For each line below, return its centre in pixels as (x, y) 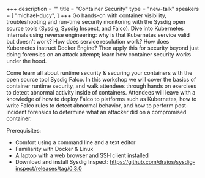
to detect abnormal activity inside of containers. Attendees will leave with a (101, 92)
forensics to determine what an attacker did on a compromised (107, 112)
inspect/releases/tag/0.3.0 (49, 168)
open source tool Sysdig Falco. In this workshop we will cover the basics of (101, 79)
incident (17, 112)
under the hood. (27, 61)
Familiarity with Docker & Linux (54, 149)
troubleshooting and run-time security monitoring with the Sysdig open (96, 22)
